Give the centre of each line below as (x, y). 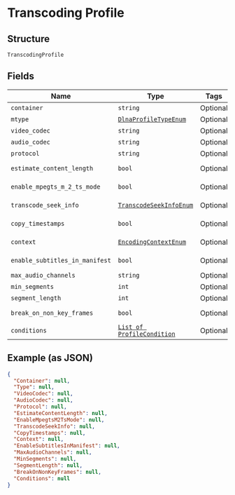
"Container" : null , (42, 381)
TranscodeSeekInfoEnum (156, 205)
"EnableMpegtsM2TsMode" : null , (59, 420)
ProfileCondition (147, 334)
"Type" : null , (34, 387)
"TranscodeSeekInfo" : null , (55, 426)
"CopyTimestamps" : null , (50, 433)
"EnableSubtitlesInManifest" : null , (67, 446)
